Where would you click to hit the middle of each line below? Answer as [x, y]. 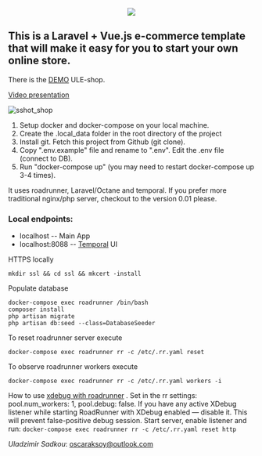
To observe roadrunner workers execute [73, 367]
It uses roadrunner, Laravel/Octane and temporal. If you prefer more [117, 190]
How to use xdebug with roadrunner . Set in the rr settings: [103, 396]
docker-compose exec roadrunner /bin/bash [78, 303]
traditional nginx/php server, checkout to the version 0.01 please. [113, 198]
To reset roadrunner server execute [65, 338]
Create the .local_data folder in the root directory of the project [120, 133]
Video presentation [39, 95]
